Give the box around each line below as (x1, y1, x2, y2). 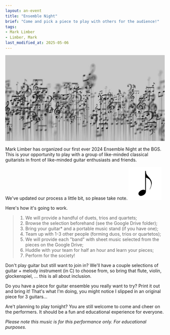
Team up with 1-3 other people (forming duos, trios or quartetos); (25, 231, 161, 237)
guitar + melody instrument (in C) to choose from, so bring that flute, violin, (5, 268, 162, 274)
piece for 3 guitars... (5, 293, 48, 300)
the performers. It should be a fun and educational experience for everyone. (5, 309, 164, 315)
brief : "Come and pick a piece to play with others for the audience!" (5, 19, 159, 24)
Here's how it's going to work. (5, 205, 68, 211)
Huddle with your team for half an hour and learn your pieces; (25, 247, 154, 253)
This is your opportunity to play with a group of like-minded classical (5, 151, 148, 157)
